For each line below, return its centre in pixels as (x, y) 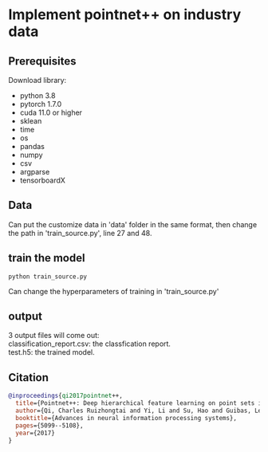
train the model (47, 258)
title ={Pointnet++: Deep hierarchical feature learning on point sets (135, 403)
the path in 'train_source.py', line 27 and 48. (80, 233)
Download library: (37, 80)
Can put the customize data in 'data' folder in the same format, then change (133, 224)
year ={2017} (35, 433)
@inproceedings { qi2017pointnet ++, (66, 396)
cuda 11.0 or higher (51, 112)
